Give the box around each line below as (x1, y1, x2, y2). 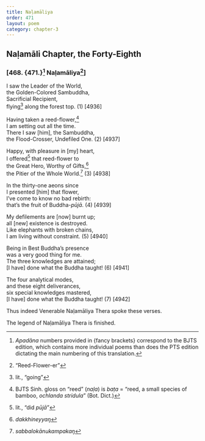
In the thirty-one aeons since (6, 181, 79, 189)
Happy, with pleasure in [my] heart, (6, 147, 95, 154)
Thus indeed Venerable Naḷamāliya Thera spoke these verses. (6, 307, 162, 314)
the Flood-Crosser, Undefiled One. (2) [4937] (6, 135, 120, 143)
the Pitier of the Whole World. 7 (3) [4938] (6, 169, 111, 177)
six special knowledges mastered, (6, 288, 92, 296)
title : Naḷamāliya (6, 9, 53, 15)
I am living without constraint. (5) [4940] (6, 232, 108, 239)
